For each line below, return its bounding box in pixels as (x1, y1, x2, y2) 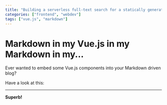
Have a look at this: (5, 80, 45, 86)
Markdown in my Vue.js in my (5, 38, 130, 49)
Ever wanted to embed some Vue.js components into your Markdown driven (5, 65, 161, 71)
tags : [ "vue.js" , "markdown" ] (5, 16, 68, 21)
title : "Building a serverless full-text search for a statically (5, 7, 146, 12)
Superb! (5, 94, 22, 100)
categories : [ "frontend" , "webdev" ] (5, 12, 81, 17)
